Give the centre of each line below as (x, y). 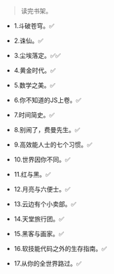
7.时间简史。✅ (34, 115)
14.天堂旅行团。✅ (39, 219)
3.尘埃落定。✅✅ (37, 56)
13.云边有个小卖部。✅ (45, 204)
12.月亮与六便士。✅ (42, 189)
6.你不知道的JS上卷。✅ (48, 100)
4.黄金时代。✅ (35, 70)
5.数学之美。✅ (35, 85)
